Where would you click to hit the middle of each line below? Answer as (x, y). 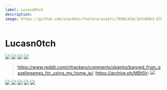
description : (19, 14)
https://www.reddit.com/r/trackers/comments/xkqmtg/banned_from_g (89, 67)
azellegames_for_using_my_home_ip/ (55, 73)
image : (12, 19)
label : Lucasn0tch (24, 10)
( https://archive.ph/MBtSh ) (122, 73)
